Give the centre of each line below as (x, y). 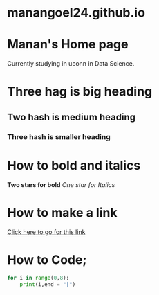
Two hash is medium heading (72, 117)
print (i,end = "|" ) (48, 285)
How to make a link (62, 212)
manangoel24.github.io (76, 13)
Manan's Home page (68, 45)
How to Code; (47, 259)
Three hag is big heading (80, 92)
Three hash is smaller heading (59, 136)
